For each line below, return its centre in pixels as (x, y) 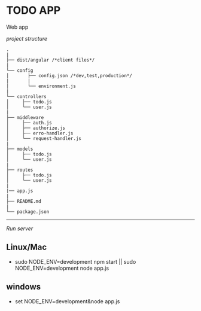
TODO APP (33, 10)
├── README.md (24, 201)
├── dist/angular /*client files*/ (51, 60)
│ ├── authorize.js (36, 128)
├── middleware (25, 117)
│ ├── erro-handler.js (40, 133)
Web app (17, 27)
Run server (20, 228)
